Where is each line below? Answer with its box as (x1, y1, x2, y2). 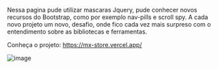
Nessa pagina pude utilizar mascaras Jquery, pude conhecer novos (7, 6, 197, 14)
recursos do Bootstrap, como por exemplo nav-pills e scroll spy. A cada (7, 13, 208, 21)
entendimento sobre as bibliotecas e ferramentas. (7, 27, 148, 36)
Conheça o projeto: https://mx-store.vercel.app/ (7, 41, 142, 49)
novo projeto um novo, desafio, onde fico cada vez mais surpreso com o (7, 20, 211, 28)
